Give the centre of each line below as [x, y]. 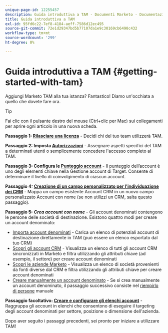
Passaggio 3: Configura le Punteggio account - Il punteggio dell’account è [83, 166]
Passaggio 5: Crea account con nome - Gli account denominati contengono [84, 212]
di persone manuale [33, 290]
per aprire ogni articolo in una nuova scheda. [51, 126]
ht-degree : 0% [20, 43]
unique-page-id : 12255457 [32, 10]
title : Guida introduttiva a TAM [40, 19]
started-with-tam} [44, 82]
